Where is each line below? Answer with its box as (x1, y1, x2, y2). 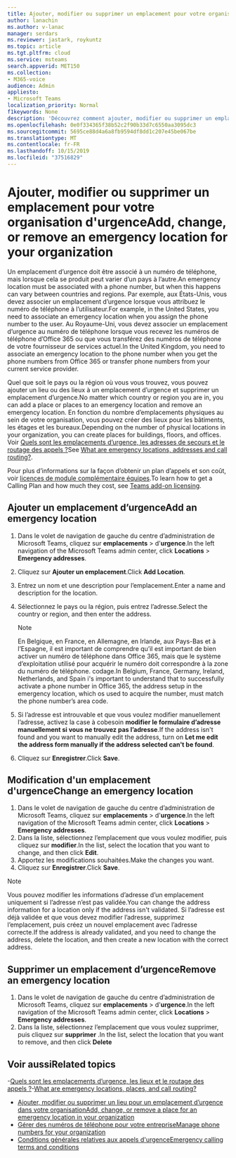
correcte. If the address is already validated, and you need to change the (7, 928, 216, 937)
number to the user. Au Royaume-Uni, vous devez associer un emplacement (7, 319, 228, 328)
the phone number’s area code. (17, 697, 109, 705)
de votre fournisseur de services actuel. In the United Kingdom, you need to (7, 342, 225, 350)
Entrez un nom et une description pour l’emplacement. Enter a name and (17, 581, 226, 589)
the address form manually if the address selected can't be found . (17, 740, 214, 749)
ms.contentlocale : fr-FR (7, 141, 80, 148)
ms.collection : (7, 69, 52, 76)
